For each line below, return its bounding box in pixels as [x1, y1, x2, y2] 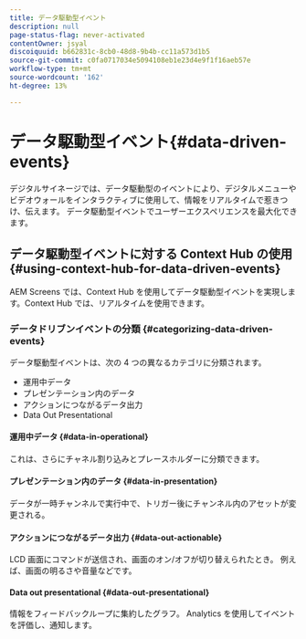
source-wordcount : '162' [9, 73, 104, 82]
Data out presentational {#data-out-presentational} [9, 586, 210, 598]
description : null [9, 22, 79, 31]
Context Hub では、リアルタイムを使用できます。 [24, 298, 210, 309]
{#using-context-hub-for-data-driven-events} [9, 261, 281, 277]
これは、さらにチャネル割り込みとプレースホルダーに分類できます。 [9, 453, 265, 464]
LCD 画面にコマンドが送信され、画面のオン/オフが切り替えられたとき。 [9, 554, 279, 565]
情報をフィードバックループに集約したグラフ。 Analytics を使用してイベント [9, 608, 296, 619]
